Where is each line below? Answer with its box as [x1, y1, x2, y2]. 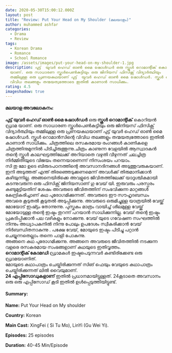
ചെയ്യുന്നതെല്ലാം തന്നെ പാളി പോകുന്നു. [5, 232, 85, 238]
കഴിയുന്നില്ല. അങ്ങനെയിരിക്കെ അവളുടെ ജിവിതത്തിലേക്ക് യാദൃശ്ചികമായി [5, 174, 158, 181]
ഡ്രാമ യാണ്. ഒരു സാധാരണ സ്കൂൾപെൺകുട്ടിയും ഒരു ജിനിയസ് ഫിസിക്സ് [5, 122, 155, 129]
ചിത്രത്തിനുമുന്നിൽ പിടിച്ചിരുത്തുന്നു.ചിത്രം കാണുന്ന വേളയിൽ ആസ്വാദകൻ [5, 145, 157, 152]
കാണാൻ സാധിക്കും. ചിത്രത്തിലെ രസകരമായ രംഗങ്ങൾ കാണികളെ [5, 139, 147, 146]
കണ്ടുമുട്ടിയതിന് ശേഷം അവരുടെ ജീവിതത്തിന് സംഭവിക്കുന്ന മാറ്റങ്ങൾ [5, 186, 148, 192]
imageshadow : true [5, 89, 45, 94]
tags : [5, 41, 17, 46]
